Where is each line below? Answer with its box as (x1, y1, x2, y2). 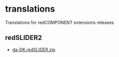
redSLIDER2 (5, 34, 43, 42)
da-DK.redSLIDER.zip (12, 46, 55, 52)
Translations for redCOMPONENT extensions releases (5, 19, 114, 25)
